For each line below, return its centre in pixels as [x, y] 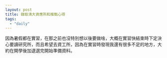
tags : [11, 19]
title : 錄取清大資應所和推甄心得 [35, 14]
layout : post [19, 10]
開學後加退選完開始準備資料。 [44, 51]
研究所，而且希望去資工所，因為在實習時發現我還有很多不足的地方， [88, 45]
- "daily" [20, 24]
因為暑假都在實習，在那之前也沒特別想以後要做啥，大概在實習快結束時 [77, 38]
